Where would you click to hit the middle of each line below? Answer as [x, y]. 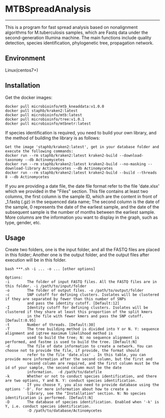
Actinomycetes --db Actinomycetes [78, 168]
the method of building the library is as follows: [53, 138]
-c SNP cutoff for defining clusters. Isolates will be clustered [82, 295]
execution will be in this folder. [36, 260]
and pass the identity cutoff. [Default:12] [73, 303]
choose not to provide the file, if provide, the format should [72, 351]
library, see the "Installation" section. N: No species [86, 393]
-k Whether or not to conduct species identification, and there [81, 376]
